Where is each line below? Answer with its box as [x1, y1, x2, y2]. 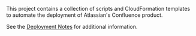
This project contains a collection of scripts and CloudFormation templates [6, 5, 191, 12]
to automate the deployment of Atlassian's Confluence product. [6, 11, 163, 19]
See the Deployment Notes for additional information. [6, 23, 138, 30]
